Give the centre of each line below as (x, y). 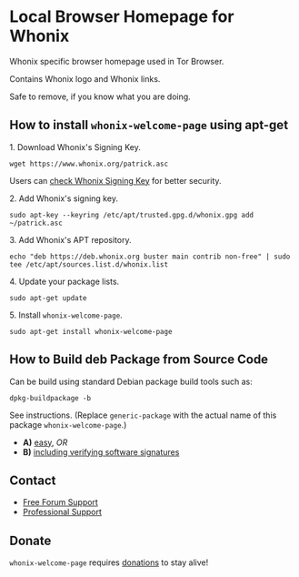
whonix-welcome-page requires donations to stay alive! (109, 562)
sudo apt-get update (49, 298)
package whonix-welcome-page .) (68, 424)
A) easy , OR (45, 442)
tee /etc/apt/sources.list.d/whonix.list (89, 264)
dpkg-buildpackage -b (50, 398)
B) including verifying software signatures (101, 451)
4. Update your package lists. (65, 281)
